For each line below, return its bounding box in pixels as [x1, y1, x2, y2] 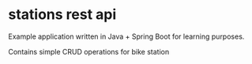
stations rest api [8, 6, 117, 24]
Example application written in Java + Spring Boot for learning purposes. [8, 32, 245, 41]
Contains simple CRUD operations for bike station [8, 47, 170, 56]
